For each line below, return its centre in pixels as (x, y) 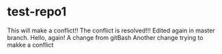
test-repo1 (37, 12)
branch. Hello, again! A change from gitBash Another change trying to (105, 37)
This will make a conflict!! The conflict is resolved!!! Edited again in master (111, 30)
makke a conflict (30, 45)
